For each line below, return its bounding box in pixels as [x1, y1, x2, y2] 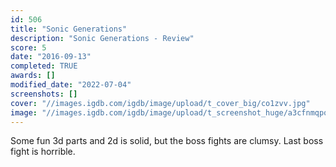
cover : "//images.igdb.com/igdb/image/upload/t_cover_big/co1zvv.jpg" [10, 98, 311, 108]
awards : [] [10, 71, 56, 81]
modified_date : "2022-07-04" [10, 80, 132, 90]
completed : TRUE [10, 61, 78, 71]
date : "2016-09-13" [10, 52, 92, 62]
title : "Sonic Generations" [10, 24, 128, 34]
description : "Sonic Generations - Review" [10, 33, 195, 43]
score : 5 [10, 42, 47, 53]
